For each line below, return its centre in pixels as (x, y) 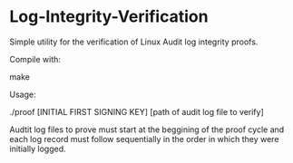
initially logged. (38, 149)
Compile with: (35, 59)
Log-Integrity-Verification (109, 17)
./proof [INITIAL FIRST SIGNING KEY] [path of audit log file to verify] (137, 111)
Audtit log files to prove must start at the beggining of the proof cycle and (147, 129)
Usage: (23, 94)
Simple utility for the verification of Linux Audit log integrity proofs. (134, 42)
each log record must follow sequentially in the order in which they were (144, 139)
